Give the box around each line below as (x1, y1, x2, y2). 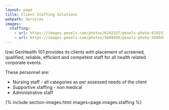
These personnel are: (5, 69, 49, 75)
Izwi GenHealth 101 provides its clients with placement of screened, (5, 48, 145, 55)
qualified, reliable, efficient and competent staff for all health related (5, 54, 146, 60)
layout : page (5, 7, 33, 12)
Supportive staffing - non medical (12, 84, 82, 90)
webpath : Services (5, 16, 44, 21)
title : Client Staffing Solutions (5, 12, 78, 17)
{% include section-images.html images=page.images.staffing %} (5, 99, 142, 105)
